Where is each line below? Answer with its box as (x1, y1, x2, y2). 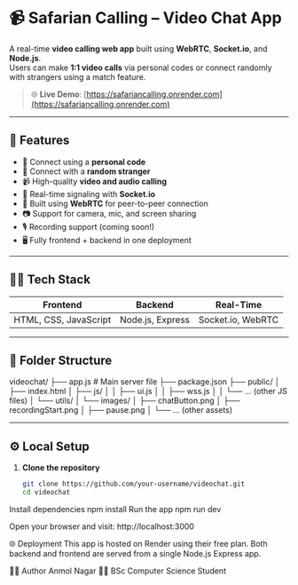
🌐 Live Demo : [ (30, 89, 87, 99)
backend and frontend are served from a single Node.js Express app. (9, 548, 262, 558)
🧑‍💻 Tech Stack (9, 273, 91, 288)
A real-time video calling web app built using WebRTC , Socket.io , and (9, 43, 268, 54)
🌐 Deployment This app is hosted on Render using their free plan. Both (9, 538, 268, 549)
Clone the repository (21, 462, 100, 473)
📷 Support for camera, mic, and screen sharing (21, 208, 197, 218)
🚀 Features (9, 133, 70, 148)
